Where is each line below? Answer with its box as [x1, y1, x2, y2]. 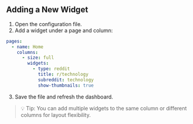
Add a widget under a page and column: [14, 27, 113, 34]
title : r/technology [37, 71, 89, 78]
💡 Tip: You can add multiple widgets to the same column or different [20, 104, 187, 112]
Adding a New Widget [6, 5, 89, 15]
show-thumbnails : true [37, 82, 94, 88]
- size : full [21, 55, 54, 61]
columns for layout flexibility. [20, 111, 91, 118]
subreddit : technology [37, 77, 94, 82]
